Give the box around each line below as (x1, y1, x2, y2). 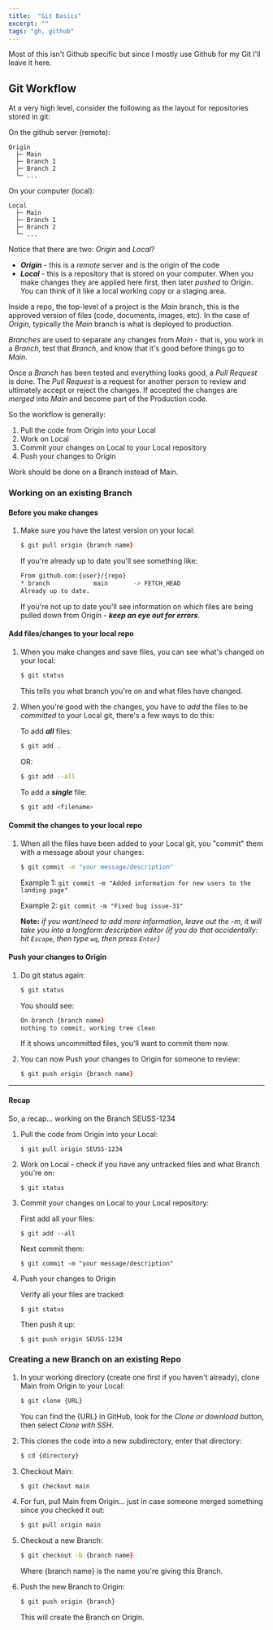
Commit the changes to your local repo (8, 821, 142, 830)
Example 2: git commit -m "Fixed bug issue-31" (19, 900, 184, 910)
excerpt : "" (8, 20, 49, 28)
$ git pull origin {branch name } (19, 542, 134, 550)
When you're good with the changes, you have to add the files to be (19, 701, 249, 712)
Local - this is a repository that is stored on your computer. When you (19, 269, 253, 279)
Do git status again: (19, 970, 85, 980)
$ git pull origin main (19, 1521, 102, 1529)
